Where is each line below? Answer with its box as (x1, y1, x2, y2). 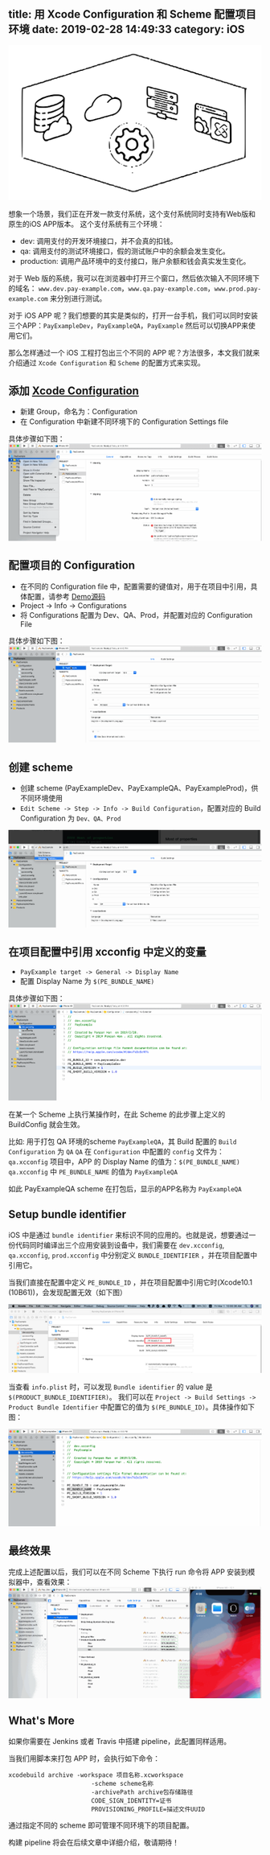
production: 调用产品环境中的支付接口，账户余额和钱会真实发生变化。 (19, 257, 251, 266)
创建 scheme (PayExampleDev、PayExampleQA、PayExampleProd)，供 (19, 784, 259, 793)
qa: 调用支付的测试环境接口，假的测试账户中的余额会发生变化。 (19, 246, 231, 256)
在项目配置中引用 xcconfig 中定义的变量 (8, 945, 207, 959)
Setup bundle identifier (8, 1207, 127, 1221)
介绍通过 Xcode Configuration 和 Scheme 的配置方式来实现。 (8, 358, 205, 368)
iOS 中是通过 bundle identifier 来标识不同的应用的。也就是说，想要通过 (8, 1230, 249, 1240)
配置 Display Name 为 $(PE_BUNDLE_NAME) (19, 977, 155, 986)
